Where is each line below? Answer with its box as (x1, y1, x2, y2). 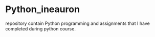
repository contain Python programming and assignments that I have (5, 20, 150, 26)
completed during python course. (5, 25, 76, 31)
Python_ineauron (5, 4, 80, 15)
